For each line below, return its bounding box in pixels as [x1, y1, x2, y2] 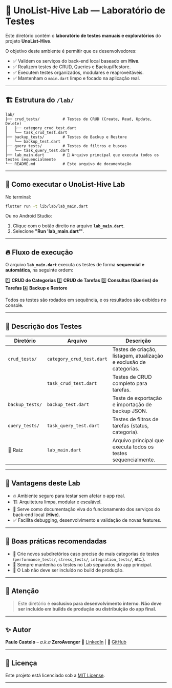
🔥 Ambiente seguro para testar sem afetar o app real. [12, 493, 125, 499]
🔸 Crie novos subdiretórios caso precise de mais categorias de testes [12, 551, 160, 557]
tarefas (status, [112, 422, 149, 429]
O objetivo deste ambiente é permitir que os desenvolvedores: [5, 48, 137, 54]
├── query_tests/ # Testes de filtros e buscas [5, 143, 127, 148]
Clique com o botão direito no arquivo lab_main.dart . [12, 223, 125, 229]
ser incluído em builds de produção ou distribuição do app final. [17, 605, 157, 612]
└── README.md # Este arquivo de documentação [5, 161, 132, 166]
